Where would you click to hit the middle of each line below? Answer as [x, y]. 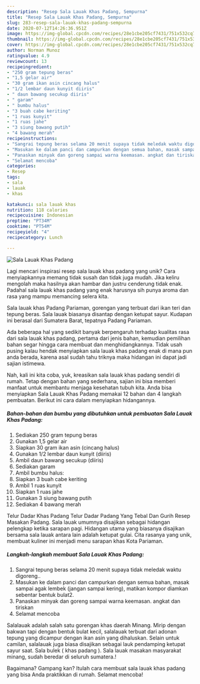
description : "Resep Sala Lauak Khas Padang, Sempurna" [77, 12]
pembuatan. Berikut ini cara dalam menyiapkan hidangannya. [81, 400]
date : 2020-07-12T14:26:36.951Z [47, 28]
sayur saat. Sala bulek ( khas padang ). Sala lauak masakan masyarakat [94, 650]
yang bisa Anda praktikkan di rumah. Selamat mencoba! [75, 675]
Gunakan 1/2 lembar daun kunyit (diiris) [63, 454]
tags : [13, 177]
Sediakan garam [35, 466]
